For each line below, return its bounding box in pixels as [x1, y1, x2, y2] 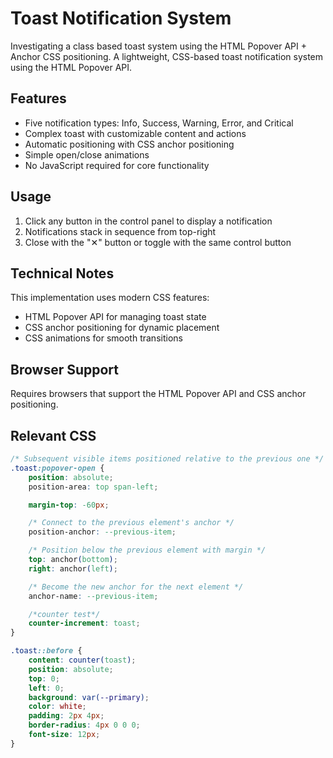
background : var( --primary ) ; [28, 692, 150, 702]
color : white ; [28, 702, 87, 712]
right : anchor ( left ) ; [28, 563, 118, 574]
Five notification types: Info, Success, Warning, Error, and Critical [24, 117, 294, 129]
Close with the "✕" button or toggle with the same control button [24, 236, 292, 248]
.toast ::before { [10, 646, 83, 656]
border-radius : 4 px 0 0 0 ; [28, 720, 141, 731]
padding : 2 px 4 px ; [28, 711, 105, 721]
